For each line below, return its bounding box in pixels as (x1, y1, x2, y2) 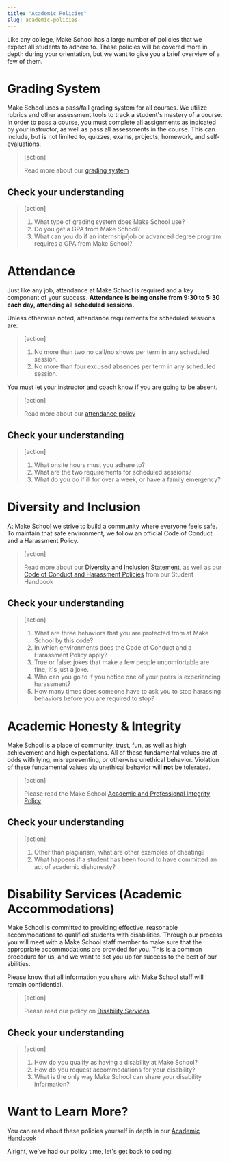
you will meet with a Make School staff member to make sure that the (7, 938, 202, 946)
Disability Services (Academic (7, 886, 183, 902)
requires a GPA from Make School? (33, 240, 133, 248)
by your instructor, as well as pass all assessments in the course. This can (7, 125, 215, 134)
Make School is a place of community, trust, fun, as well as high (7, 741, 187, 749)
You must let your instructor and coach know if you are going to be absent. (7, 383, 218, 391)
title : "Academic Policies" (7, 10, 87, 17)
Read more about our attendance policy (23, 409, 136, 418)
